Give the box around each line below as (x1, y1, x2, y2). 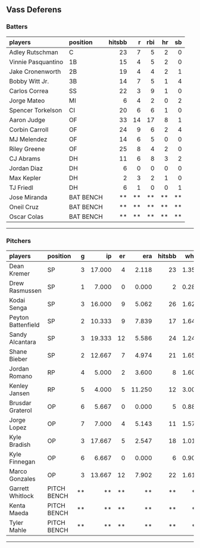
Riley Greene (9, 145, 45, 153)
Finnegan (9, 458, 36, 466)
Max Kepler (9, 174, 41, 182)
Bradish (9, 440, 31, 449)
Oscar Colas (9, 212, 43, 221)
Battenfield (9, 321, 40, 329)
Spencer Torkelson (9, 106, 62, 114)
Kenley (9, 381, 29, 390)
